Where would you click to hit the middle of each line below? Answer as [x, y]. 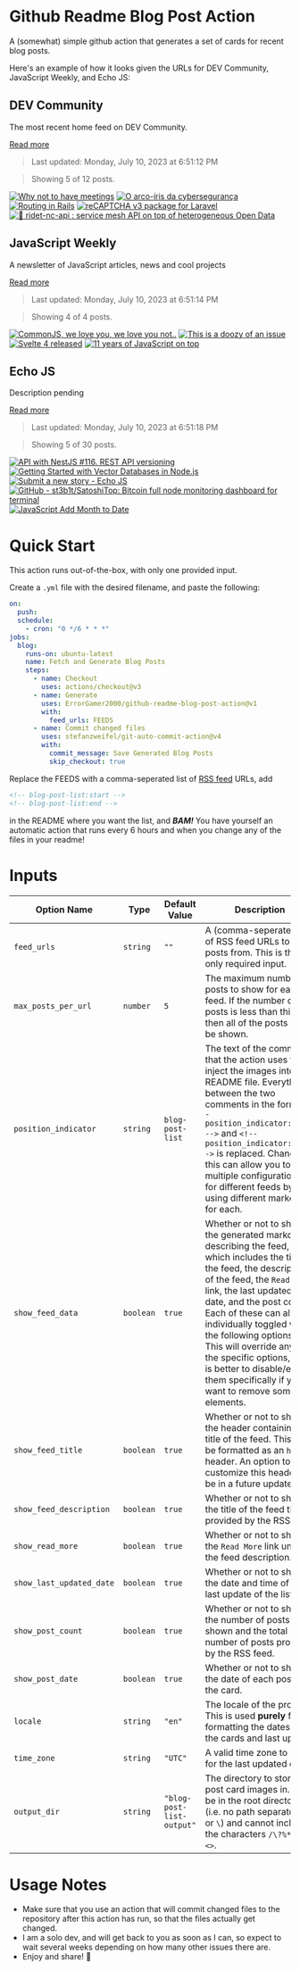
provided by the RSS [248, 1520]
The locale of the [241, 1704]
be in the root [233, 1801]
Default [180, 903]
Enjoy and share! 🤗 [57, 1957]
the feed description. [249, 1557]
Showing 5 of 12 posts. [73, 179]
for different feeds [243, 1186]
